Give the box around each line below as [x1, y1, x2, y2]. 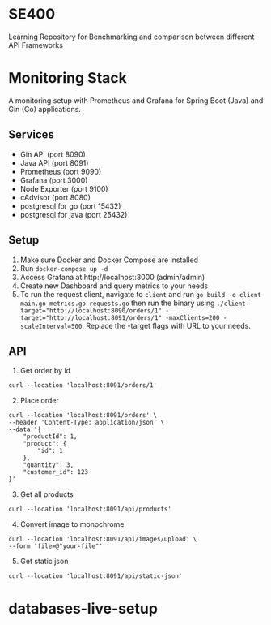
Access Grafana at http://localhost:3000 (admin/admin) [19, 272, 205, 282]
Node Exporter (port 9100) [19, 183, 108, 193]
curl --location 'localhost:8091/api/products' [8, 505, 172, 514]
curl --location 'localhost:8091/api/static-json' [8, 572, 183, 580]
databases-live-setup [8, 599, 158, 618]
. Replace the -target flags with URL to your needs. [82, 321, 251, 330]
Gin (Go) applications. [8, 104, 81, 114]
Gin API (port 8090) [19, 149, 87, 159]
